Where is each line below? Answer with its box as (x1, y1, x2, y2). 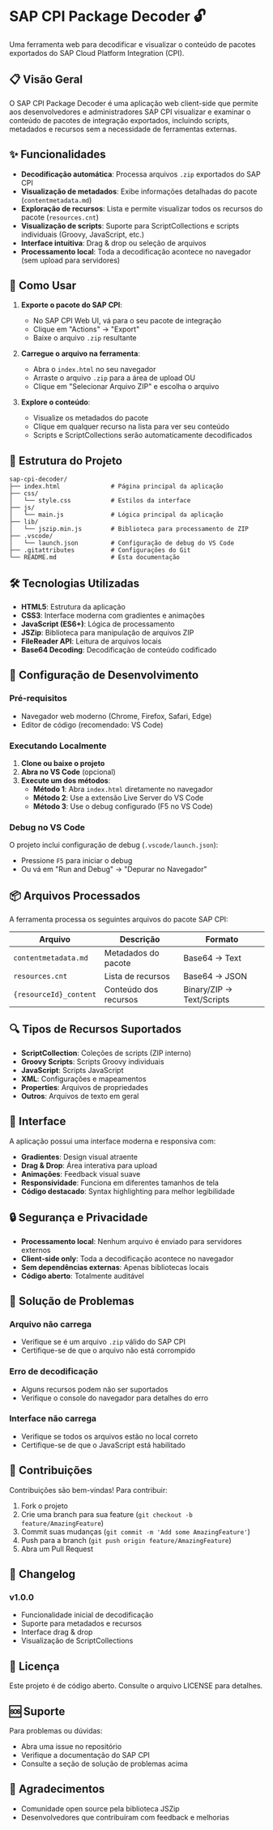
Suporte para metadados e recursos (20, 1618, 143, 1628)
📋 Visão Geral (9, 73, 83, 87)
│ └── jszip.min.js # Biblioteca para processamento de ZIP (9, 525, 250, 533)
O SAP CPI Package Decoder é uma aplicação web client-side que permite (9, 98, 258, 108)
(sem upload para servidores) (20, 255, 121, 265)
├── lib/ (9, 518, 39, 526)
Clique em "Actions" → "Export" (32, 324, 140, 334)
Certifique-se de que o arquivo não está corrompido (20, 1345, 196, 1355)
